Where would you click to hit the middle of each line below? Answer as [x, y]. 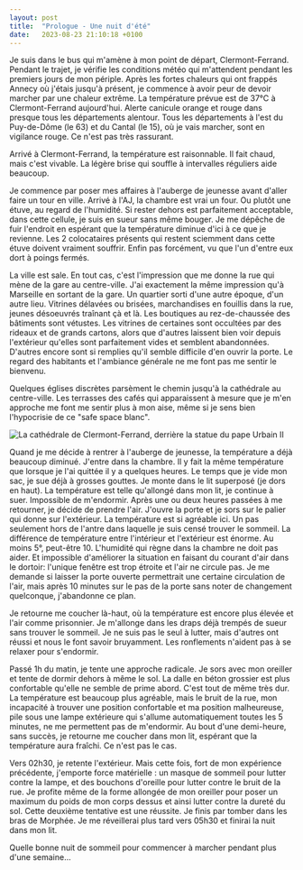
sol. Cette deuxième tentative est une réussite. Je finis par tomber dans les [148, 811]
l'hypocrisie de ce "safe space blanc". [80, 417]
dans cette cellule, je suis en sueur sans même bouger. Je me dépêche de [147, 220]
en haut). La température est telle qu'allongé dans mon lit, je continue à [142, 490]
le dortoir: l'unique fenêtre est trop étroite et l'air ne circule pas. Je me [140, 567]
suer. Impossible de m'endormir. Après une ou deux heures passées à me [146, 500]
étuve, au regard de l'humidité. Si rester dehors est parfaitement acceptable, [151, 210]
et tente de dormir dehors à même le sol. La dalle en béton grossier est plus [150, 679]
